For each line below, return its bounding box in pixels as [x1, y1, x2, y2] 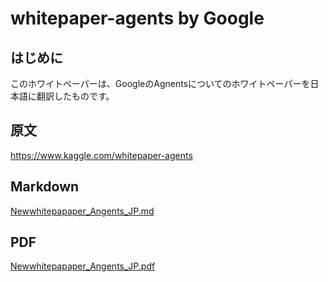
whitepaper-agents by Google [10, 7, 265, 30]
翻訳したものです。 [36, 90, 115, 102]
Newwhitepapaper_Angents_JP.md [10, 205, 155, 217]
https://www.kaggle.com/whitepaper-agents [10, 149, 193, 161]
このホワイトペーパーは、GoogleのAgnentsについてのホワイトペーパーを [10, 78, 311, 89]
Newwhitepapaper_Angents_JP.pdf [10, 260, 156, 272]
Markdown [10, 178, 80, 196]
